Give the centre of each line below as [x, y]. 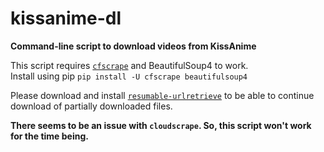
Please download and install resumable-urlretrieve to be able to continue [162, 95]
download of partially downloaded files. [91, 106]
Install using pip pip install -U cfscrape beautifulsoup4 [129, 76]
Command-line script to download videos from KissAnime [133, 46]
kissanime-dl [66, 18]
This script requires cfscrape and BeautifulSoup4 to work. [129, 65]
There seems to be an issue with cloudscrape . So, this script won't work [161, 125]
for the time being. [49, 136]
